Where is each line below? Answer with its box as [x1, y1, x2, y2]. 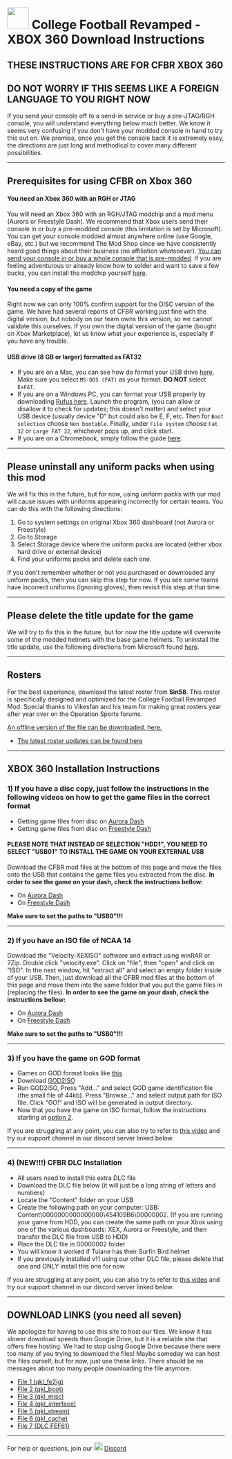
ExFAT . [17, 383, 35, 391]
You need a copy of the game [7, 285, 93, 293]
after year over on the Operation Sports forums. [7, 710, 143, 718]
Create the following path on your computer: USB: [17, 1203, 159, 1211]
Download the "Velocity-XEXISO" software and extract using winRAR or [7, 951, 211, 960]
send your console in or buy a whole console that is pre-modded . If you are [7, 253, 222, 262]
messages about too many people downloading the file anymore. [7, 1364, 192, 1372]
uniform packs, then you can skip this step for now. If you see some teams [7, 575, 219, 584]
